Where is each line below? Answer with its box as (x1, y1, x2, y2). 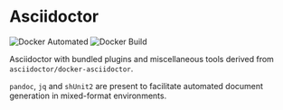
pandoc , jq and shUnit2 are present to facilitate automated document (9, 80, 264, 91)
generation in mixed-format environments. (9, 90, 167, 101)
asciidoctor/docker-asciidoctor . (9, 63, 134, 74)
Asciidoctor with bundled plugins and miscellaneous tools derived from (9, 53, 274, 64)
